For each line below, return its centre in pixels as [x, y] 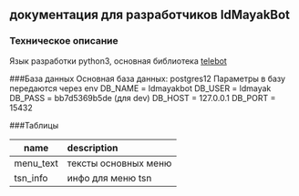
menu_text [36, 163]
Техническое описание [64, 41]
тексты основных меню [119, 163]
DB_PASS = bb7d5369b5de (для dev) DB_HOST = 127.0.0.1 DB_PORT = [143, 98]
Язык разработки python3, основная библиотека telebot [119, 61]
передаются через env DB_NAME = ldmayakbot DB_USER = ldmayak [140, 88]
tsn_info [31, 178]
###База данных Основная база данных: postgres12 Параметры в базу [147, 78]
